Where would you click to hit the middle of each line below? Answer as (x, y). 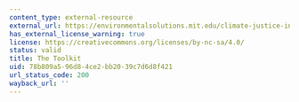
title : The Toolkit (45, 59)
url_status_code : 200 (49, 75)
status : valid (36, 51)
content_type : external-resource (71, 17)
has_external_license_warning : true (77, 34)
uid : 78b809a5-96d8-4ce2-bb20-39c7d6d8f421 (91, 67)
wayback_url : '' (39, 83)
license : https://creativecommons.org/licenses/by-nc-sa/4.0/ (127, 42)
